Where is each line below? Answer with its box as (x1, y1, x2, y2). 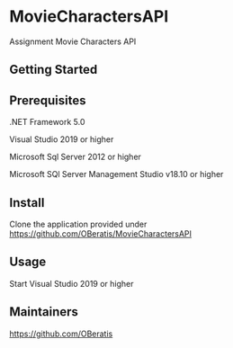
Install (9, 195, 45, 210)
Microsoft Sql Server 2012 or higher (9, 151, 142, 163)
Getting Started (9, 62, 98, 77)
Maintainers (9, 304, 79, 320)
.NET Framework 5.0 (9, 117, 85, 128)
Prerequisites (9, 93, 86, 108)
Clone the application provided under (9, 219, 148, 229)
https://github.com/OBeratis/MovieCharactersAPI (9, 228, 192, 239)
